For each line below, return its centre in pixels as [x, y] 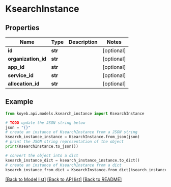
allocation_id [24, 84]
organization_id [27, 59]
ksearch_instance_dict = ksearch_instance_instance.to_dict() [73, 160]
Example [19, 102]
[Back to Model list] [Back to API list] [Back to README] [64, 179]
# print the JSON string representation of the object [65, 142]
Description [83, 42]
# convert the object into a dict [42, 155]
